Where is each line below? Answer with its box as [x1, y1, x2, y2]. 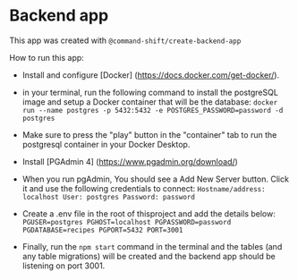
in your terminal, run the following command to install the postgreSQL [21, 87, 279, 98]
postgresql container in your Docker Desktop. [21, 139, 191, 149]
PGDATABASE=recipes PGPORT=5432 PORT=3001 [21, 225, 183, 234]
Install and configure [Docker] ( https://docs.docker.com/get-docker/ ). [21, 69, 280, 81]
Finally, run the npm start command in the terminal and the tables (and [21, 241, 283, 251]
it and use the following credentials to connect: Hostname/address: [21, 182, 266, 193]
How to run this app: [9, 52, 85, 63]
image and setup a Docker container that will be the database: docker [21, 96, 278, 107]
